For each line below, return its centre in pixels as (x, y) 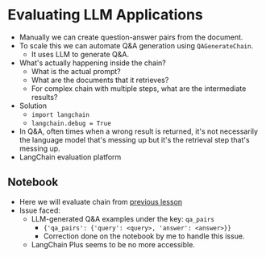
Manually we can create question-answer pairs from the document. (131, 37)
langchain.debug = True (71, 123)
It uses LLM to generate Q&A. (80, 54)
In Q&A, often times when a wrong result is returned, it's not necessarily (139, 131)
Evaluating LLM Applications (105, 15)
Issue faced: (40, 210)
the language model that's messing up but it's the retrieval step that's (135, 139)
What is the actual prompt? (76, 71)
